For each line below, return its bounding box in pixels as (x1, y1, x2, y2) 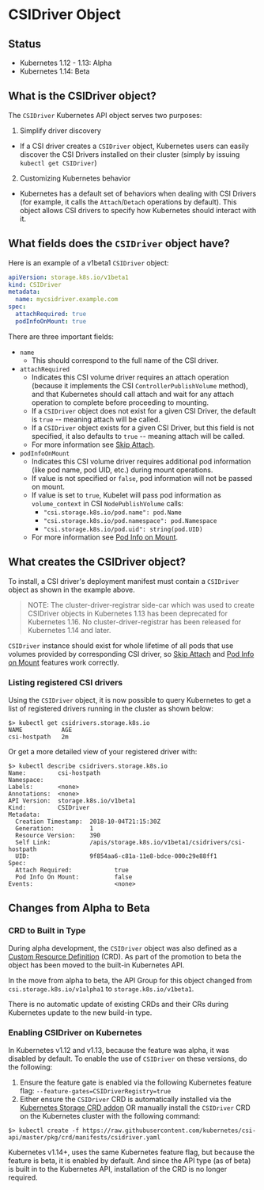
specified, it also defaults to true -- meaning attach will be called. (31, 431, 245, 441)
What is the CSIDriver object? (8, 90, 157, 103)
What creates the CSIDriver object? (8, 555, 187, 569)
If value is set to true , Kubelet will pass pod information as (31, 490, 221, 500)
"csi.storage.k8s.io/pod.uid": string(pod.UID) (43, 525, 203, 533)
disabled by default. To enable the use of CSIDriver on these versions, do (8, 1054, 247, 1063)
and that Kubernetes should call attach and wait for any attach (31, 389, 235, 399)
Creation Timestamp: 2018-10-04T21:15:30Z (15, 818, 160, 826)
